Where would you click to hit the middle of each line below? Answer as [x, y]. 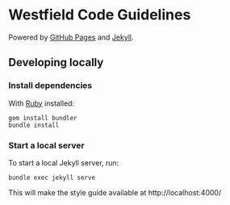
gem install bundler [43, 118]
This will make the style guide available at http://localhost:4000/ [115, 192]
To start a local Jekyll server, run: [64, 162]
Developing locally [56, 63]
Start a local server [46, 145]
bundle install [34, 125]
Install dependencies [50, 86]
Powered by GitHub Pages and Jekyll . [71, 37]
